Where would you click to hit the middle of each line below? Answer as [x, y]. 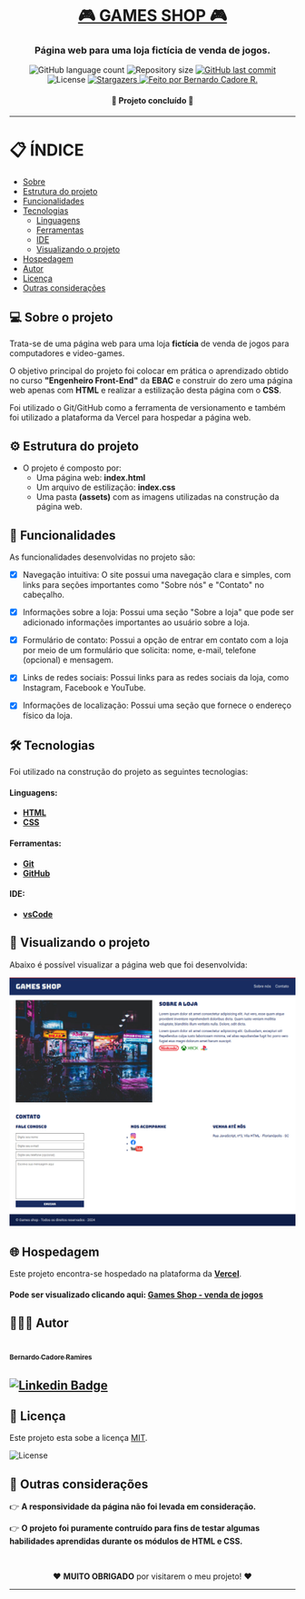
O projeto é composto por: [72, 468]
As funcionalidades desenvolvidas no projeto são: [103, 557]
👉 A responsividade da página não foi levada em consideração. [133, 1506]
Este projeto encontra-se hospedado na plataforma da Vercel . [126, 1273]
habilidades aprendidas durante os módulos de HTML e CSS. [126, 1541]
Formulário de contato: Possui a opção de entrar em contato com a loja [155, 641]
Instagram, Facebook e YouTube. [84, 688]
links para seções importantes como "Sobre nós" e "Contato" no [143, 585]
